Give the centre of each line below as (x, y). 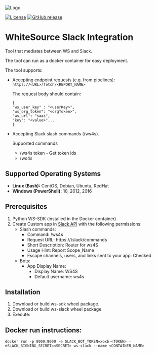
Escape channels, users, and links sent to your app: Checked (89, 255)
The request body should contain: (47, 94)
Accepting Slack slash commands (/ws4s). (56, 133)
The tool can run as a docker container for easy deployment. (67, 60)
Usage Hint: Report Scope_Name (61, 250)
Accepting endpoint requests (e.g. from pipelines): (63, 80)
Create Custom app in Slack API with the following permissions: (77, 224)
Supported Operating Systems (53, 174)
